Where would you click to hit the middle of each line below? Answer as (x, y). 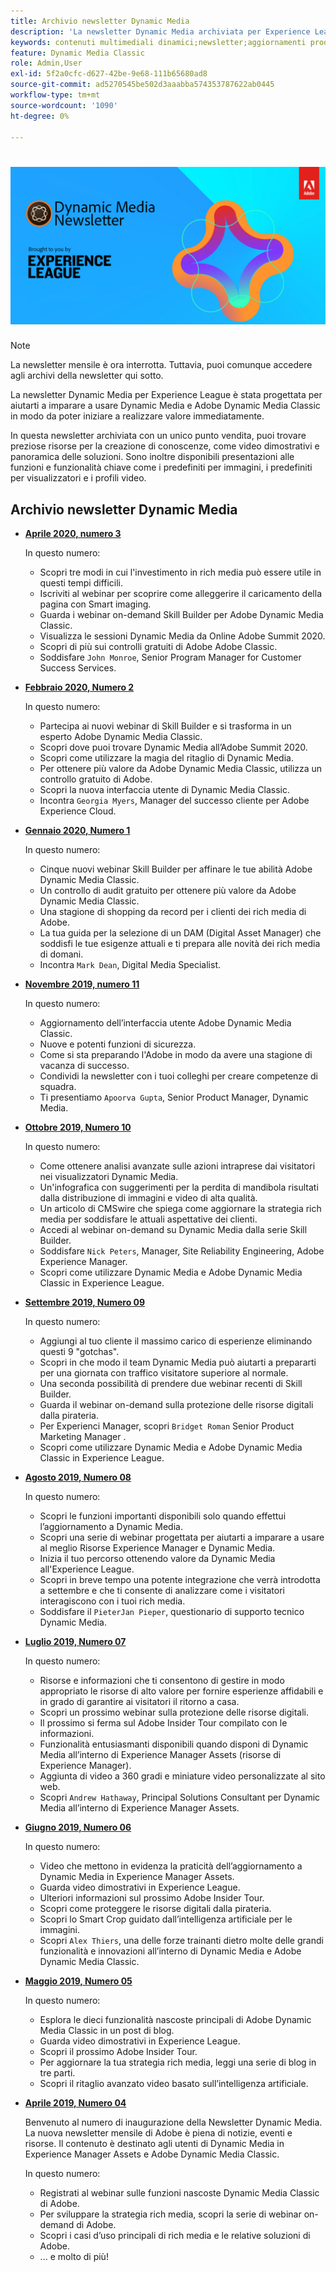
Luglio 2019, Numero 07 (75, 1642)
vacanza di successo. (84, 1066)
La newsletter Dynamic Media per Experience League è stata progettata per (166, 395)
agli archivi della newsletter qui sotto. (87, 376)
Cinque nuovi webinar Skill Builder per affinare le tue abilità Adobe (176, 869)
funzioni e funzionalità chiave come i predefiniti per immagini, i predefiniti (161, 467)
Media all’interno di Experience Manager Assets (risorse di (160, 1755)
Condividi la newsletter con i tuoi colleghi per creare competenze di (178, 1076)
